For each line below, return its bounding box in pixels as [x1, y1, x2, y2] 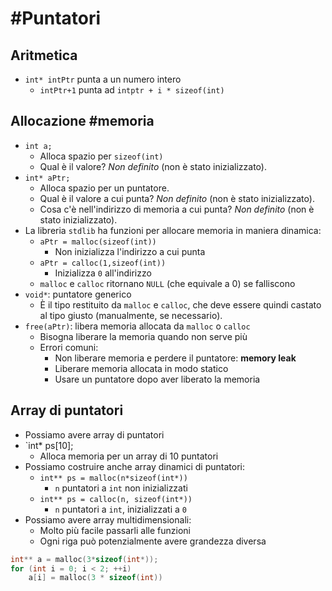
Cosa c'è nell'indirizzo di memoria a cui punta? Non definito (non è [39, 203, 315, 215]
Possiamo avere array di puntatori [24, 428, 165, 441]
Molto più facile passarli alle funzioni [39, 524, 191, 536]
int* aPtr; [24, 173, 71, 183]
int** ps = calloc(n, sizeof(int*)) [39, 494, 193, 504]
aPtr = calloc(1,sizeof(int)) [39, 258, 167, 268]
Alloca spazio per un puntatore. [39, 182, 170, 194]
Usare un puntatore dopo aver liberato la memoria [54, 373, 261, 385]
